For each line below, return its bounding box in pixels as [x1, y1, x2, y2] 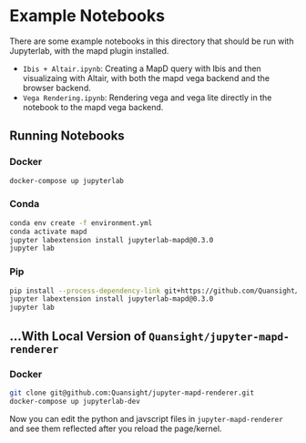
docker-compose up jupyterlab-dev [9, 397, 141, 406]
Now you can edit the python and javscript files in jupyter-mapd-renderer [9, 413, 284, 424]
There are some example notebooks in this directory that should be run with [9, 36, 294, 46]
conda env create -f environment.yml [9, 218, 153, 228]
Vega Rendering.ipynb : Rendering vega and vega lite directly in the [22, 92, 272, 103]
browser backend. [22, 82, 91, 93]
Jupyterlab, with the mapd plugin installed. [9, 45, 169, 56]
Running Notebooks [9, 129, 125, 144]
